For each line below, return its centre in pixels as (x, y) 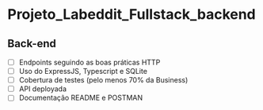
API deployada (42, 89)
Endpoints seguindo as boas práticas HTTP (90, 62)
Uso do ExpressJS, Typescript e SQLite (83, 71)
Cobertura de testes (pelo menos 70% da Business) (103, 80)
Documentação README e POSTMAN (81, 98)
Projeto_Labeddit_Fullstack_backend (132, 15)
